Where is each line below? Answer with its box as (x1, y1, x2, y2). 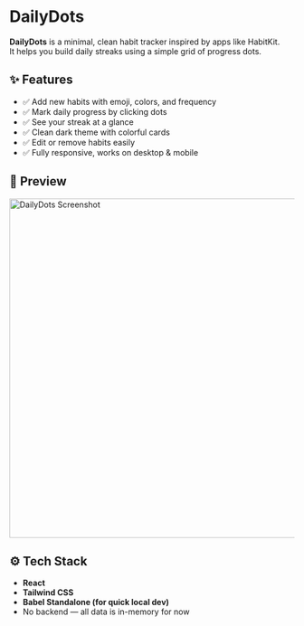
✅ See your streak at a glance (22, 116, 134, 128)
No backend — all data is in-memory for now (22, 606, 190, 617)
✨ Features (9, 72, 73, 88)
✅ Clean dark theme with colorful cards (22, 127, 170, 138)
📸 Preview (9, 174, 67, 189)
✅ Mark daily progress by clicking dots (22, 106, 167, 117)
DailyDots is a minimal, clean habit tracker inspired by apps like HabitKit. (9, 36, 280, 47)
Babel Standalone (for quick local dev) (22, 597, 170, 608)
